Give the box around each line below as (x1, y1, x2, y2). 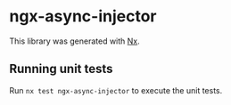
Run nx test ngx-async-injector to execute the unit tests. (9, 85, 223, 95)
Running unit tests (9, 61, 113, 77)
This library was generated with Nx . (9, 36, 140, 46)
